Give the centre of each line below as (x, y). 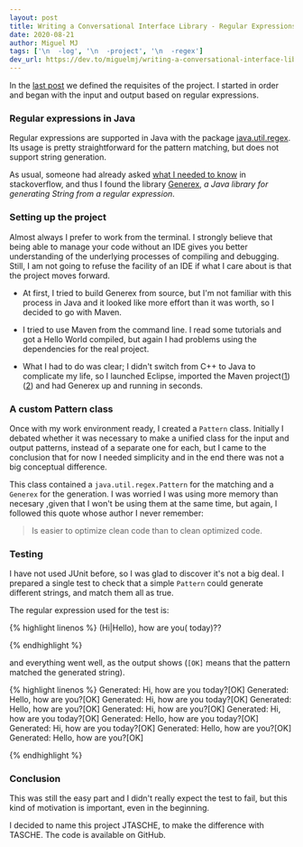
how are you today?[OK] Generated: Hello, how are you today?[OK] (134, 719)
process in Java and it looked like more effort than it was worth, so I (148, 302)
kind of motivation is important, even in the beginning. (110, 808)
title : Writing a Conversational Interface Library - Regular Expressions (153, 26)
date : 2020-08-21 (42, 34)
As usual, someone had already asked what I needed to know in (128, 175)
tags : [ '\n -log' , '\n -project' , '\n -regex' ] (106, 51)
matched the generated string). (67, 673)
